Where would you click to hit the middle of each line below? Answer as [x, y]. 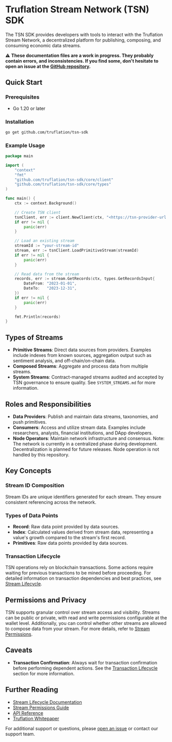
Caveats [19, 650]
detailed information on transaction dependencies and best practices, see [83, 578]
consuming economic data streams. [43, 45]
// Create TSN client [37, 212]
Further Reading [32, 690]
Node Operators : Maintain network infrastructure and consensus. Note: [89, 438]
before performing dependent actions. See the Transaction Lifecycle [85, 668]
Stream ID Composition [35, 485]
